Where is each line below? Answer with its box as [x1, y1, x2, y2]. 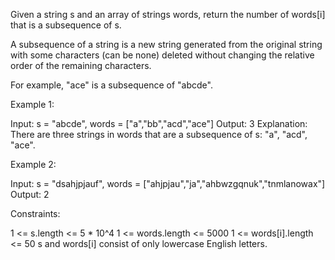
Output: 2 [10, 189, 50, 200]
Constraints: [10, 208, 61, 219]
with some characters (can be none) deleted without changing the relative [10, 49, 315, 61]
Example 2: [10, 159, 57, 170]
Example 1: [10, 99, 55, 110]
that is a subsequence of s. [10, 19, 122, 31]
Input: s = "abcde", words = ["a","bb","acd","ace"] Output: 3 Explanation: [10, 118, 308, 129]
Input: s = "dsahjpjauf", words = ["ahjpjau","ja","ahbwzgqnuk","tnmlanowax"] [10, 178, 326, 189]
